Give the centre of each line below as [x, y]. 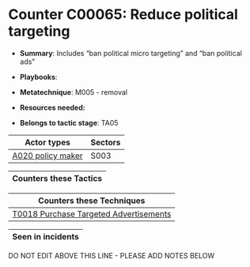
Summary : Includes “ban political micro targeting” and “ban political [131, 53]
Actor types [48, 142]
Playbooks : [38, 77]
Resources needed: [52, 107]
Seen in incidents [45, 236]
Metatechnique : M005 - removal [74, 92]
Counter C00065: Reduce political [123, 15]
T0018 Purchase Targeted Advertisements [92, 213]
